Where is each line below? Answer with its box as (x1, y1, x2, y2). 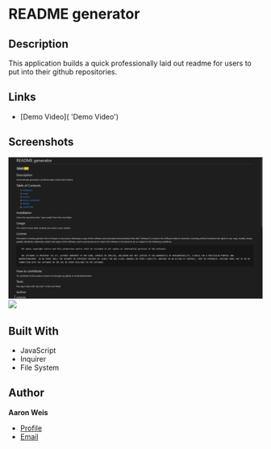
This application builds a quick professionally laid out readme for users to (8, 58, 252, 68)
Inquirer (19, 354, 47, 363)
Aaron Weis (8, 407, 48, 417)
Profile (19, 423, 43, 433)
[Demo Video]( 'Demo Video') (19, 111, 119, 121)
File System (19, 363, 60, 372)
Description (8, 37, 69, 51)
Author (8, 386, 44, 400)
